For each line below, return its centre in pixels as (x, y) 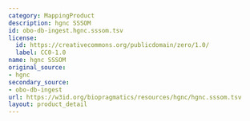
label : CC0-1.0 (41, 53)
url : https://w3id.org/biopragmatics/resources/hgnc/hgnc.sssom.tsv (125, 97)
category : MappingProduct (51, 16)
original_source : (37, 68)
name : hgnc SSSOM (37, 60)
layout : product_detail (48, 104)
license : (23, 38)
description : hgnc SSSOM (50, 23)
